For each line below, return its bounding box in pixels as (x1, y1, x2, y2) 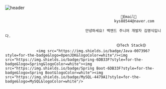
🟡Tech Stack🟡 (116, 43, 147, 48)
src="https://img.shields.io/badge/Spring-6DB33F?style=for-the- (5, 57, 143, 62)
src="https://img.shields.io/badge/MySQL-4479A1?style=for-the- (5, 75, 141, 80)
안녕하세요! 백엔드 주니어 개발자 (85, 28, 142, 33)
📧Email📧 (121, 14, 137, 19)
